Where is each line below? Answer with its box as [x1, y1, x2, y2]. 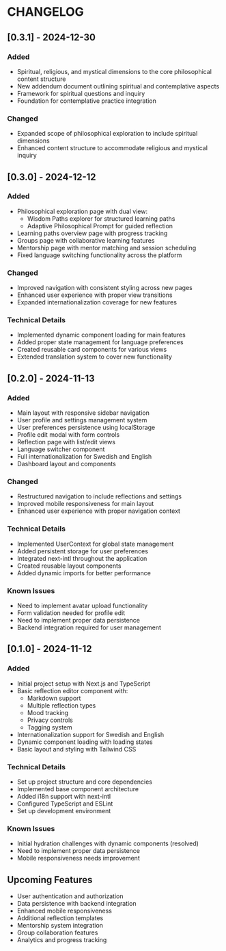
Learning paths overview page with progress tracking [16, 229, 168, 237]
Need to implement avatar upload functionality [16, 601, 148, 610]
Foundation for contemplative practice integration [16, 97, 157, 105]
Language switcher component [16, 445, 105, 453]
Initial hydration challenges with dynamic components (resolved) [16, 839, 199, 847]
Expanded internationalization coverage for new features [16, 298, 178, 306]
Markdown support [27, 694, 81, 702]
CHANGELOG [7, 4, 84, 20]
